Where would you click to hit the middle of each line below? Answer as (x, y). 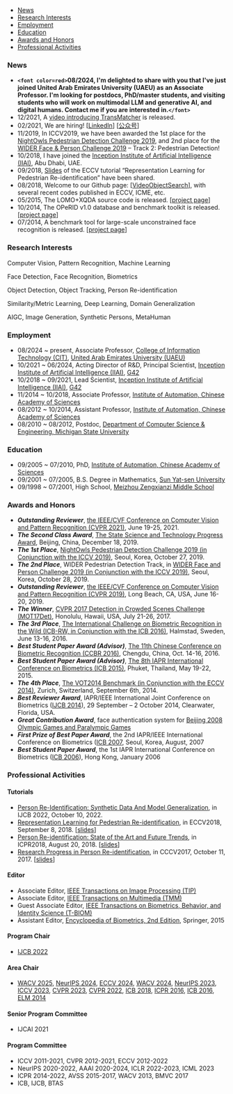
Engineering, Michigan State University (73, 431)
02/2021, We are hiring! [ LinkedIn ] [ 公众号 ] (78, 125)
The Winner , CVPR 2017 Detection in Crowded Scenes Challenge (111, 609)
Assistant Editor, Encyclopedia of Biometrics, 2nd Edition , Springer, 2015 (121, 920)
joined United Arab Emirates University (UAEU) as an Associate (110, 88)
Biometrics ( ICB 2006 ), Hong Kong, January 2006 (89, 757)
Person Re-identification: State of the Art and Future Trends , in (107, 837)
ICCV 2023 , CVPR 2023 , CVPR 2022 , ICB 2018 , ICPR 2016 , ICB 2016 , (116, 991)
